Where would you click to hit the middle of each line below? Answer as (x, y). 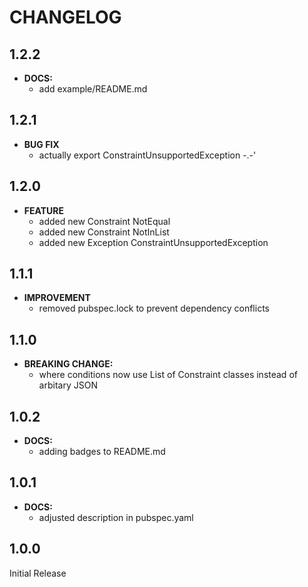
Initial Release (38, 573)
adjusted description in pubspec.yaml (116, 517)
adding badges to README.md (102, 452)
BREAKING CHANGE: (68, 364)
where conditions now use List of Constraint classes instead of (168, 375)
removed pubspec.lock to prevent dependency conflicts (154, 308)
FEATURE (44, 210)
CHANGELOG (65, 17)
